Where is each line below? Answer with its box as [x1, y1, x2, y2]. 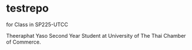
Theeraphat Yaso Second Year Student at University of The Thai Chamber [6, 32, 186, 39]
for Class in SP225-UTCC [6, 21, 69, 28]
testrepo [6, 2, 49, 15]
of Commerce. [6, 38, 41, 45]
